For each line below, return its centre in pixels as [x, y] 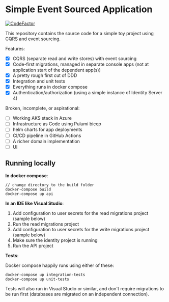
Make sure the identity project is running [55, 240]
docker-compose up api [29, 194]
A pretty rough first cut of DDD [45, 75]
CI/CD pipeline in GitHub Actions [47, 135]
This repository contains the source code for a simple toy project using [80, 33]
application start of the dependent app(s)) [57, 70]
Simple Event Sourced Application [79, 9]
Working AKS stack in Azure [42, 118]
